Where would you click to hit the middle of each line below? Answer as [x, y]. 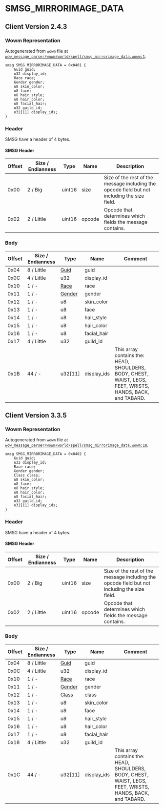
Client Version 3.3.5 [36, 415]
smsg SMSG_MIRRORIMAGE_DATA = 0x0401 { [46, 65]
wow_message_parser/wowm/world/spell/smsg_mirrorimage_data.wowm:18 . [77, 445]
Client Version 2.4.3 [36, 27]
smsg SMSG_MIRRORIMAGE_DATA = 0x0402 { [46, 454]
